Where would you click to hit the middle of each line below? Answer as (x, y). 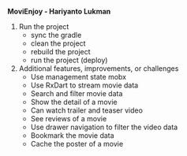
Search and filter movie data (77, 93)
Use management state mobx (79, 77)
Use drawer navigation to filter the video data (104, 127)
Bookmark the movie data (73, 136)
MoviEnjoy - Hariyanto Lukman (59, 11)
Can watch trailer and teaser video (87, 110)
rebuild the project (61, 52)
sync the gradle (56, 35)
